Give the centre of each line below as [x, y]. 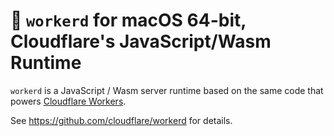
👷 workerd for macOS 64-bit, [128, 20]
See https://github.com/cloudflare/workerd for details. [121, 120]
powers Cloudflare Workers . [68, 101]
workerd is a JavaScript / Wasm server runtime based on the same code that [167, 90]
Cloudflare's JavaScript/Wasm [141, 41]
